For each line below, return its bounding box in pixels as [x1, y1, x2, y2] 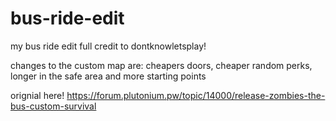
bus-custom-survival [10, 100, 97, 112]
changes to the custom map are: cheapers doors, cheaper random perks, [10, 59, 313, 71]
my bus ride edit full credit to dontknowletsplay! [10, 40, 207, 52]
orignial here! [10, 89, 65, 101]
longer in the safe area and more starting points [10, 70, 207, 82]
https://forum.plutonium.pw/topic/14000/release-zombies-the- [66, 89, 326, 101]
